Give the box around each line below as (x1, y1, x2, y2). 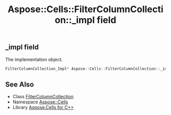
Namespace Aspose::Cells (12, 99, 68, 105)
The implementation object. (5, 56, 63, 62)
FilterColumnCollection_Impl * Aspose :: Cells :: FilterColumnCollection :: (5, 66, 160, 71)
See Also (5, 80, 34, 89)
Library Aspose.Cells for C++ (12, 104, 74, 110)
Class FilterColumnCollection (12, 94, 74, 100)
